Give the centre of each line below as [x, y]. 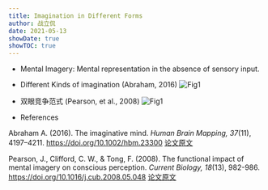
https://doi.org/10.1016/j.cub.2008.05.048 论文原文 [92, 177]
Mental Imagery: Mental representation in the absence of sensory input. [140, 69]
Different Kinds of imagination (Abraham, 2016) [99, 85]
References [39, 117]
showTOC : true [32, 46]
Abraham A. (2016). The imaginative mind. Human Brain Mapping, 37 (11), [130, 133]
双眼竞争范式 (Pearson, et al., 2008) [80, 101]
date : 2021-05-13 [38, 31]
